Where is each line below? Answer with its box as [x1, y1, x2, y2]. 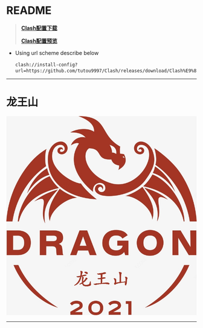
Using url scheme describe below [14, 49, 99, 56]
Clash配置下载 [21, 24, 57, 31]
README [6, 4, 52, 18]
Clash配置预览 [21, 37, 57, 44]
